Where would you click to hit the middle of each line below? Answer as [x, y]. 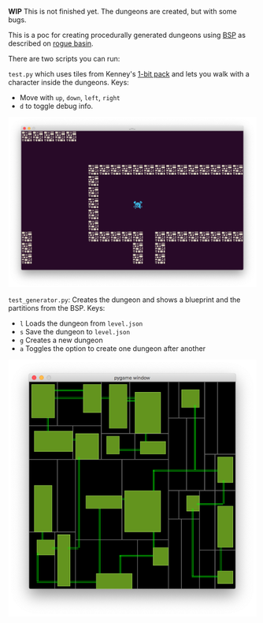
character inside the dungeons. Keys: [69, 82]
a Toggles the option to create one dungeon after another [113, 349]
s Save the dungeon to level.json [75, 332]
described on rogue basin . [51, 43]
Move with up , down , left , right [70, 97]
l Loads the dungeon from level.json [81, 323]
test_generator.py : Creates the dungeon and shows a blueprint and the [124, 300]
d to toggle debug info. [56, 106]
